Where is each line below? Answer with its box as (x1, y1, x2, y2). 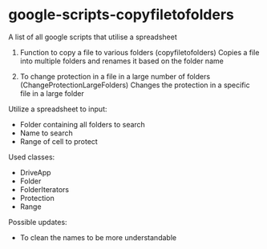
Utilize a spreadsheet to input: (8, 104, 107, 114)
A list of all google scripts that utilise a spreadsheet (8, 32, 178, 42)
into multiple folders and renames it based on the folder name (19, 56, 225, 66)
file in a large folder (19, 88, 84, 98)
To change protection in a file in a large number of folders (19, 71, 211, 81)
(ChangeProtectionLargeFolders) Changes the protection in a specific (19, 80, 250, 90)
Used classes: (8, 152, 55, 162)
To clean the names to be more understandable (19, 232, 177, 242)
